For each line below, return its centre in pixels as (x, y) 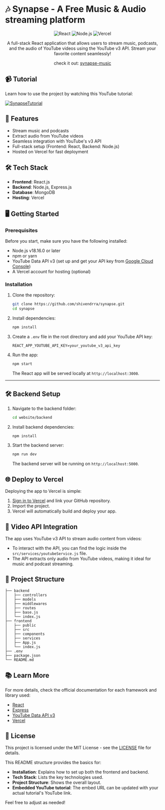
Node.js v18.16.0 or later (36, 251)
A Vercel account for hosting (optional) (51, 272)
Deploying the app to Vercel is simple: (43, 491)
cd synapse (23, 309)
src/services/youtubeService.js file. (50, 553)
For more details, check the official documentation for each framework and (81, 690)
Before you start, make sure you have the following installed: (66, 241)
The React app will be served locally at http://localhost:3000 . (76, 373)
